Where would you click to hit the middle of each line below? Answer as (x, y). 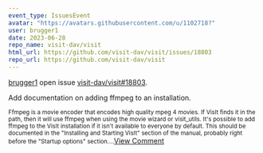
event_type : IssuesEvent (49, 15)
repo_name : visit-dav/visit (55, 45)
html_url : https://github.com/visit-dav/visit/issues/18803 (110, 52)
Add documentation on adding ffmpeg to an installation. (100, 98)
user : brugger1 (33, 30)
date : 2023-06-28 (37, 38)
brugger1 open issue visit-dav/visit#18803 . (78, 82)
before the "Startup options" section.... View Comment (86, 140)
